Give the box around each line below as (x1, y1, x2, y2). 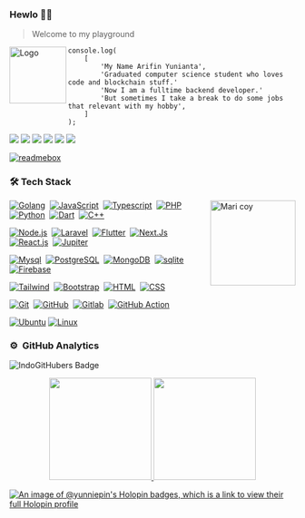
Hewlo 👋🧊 (9, 8, 53, 21)
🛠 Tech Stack (9, 176, 72, 189)
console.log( (67, 46, 117, 55)
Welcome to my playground (31, 29, 135, 40)
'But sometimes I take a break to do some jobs (100, 94, 284, 103)
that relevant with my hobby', (67, 102, 186, 112)
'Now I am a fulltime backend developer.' (100, 86, 263, 95)
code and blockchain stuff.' (67, 78, 179, 87)
